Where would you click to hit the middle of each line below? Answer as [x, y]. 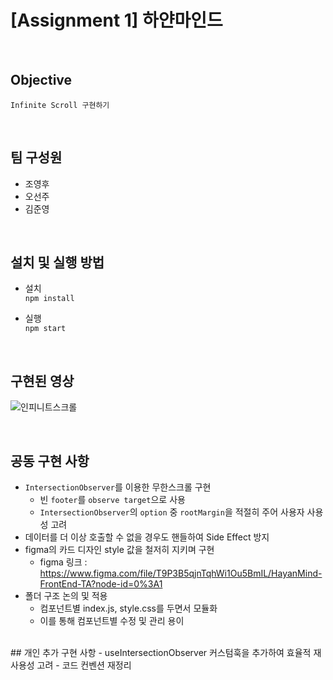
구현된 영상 [42, 381]
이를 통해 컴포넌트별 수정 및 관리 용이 [112, 620]
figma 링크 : [63, 562]
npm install [49, 299]
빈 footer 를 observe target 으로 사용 [112, 499]
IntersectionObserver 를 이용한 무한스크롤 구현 [118, 487]
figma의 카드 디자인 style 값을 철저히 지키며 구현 [119, 549]
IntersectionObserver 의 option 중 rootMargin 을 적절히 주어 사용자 [172, 512]
